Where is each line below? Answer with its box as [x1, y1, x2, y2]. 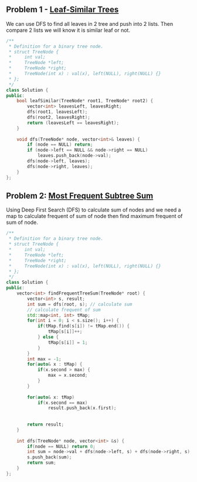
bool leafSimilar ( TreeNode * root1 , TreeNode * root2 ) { [16, 98, 154, 104]
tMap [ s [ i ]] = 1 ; [47, 339, 88, 346]
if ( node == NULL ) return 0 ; [27, 443, 96, 449]
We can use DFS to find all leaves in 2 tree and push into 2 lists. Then [6, 20, 174, 27]
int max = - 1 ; [27, 356, 62, 362]
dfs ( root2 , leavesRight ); [27, 115, 91, 120]
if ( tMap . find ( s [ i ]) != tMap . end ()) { [37, 323, 130, 329]
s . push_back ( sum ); [27, 454, 72, 460]
